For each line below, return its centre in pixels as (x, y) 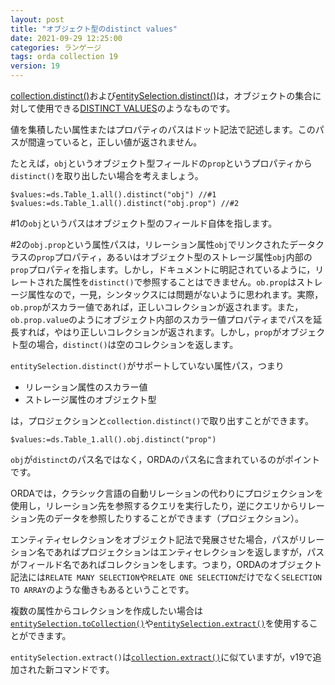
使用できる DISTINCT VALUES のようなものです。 (136, 108)
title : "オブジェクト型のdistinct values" (94, 29)
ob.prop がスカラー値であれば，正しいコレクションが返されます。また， (157, 307)
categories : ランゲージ (56, 47)
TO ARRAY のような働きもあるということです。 (102, 589)
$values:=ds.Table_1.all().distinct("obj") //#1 (113, 195)
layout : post (37, 19)
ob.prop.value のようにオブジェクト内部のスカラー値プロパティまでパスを (162, 319)
